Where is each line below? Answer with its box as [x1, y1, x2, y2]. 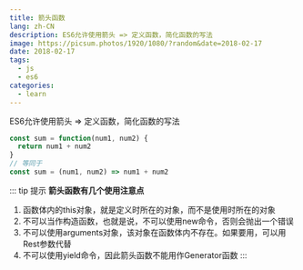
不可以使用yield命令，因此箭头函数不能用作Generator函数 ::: [22, 249, 247, 260]
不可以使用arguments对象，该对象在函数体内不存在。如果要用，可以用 [22, 226, 287, 237]
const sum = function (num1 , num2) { [9, 134, 148, 143]
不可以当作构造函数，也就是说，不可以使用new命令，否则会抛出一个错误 [22, 215, 294, 226]
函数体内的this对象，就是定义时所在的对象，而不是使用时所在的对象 [22, 204, 276, 215]
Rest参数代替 [22, 238, 72, 249]
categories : [9, 81, 55, 90]
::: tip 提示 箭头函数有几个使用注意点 [9, 185, 145, 195]
